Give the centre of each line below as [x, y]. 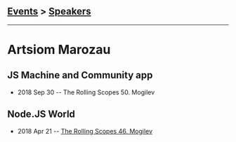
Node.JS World [41, 114]
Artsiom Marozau [59, 50]
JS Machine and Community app [80, 75]
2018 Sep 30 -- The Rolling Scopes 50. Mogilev [86, 92]
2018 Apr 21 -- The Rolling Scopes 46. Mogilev [85, 131]
